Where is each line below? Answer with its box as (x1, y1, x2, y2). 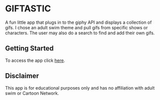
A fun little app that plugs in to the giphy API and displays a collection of (5, 19, 152, 25)
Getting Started (5, 44, 54, 52)
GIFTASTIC (5, 3, 51, 14)
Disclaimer (5, 72, 39, 80)
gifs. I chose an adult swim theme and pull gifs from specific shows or (5, 24, 148, 30)
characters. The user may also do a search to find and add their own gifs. (5, 30, 155, 36)
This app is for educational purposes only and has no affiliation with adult (5, 85, 155, 91)
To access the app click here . (5, 57, 65, 63)
